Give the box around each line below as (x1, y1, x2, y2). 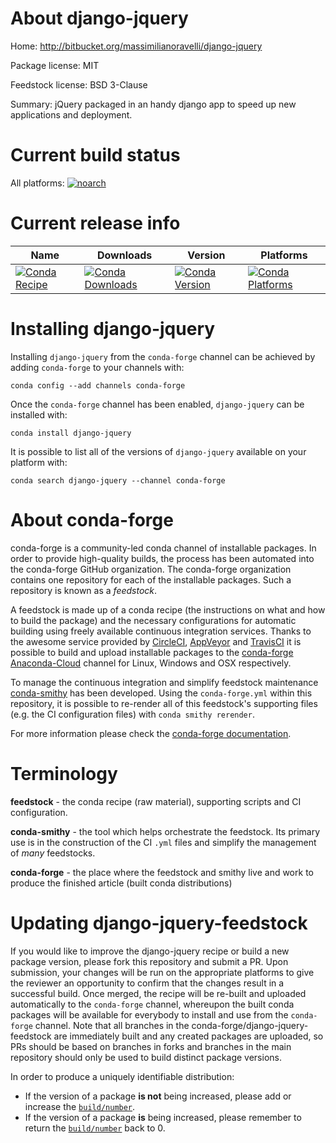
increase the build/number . (24, 1100, 136, 1112)
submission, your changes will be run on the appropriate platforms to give (10, 966, 315, 978)
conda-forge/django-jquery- (191, 1019, 309, 1031)
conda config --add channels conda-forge (10, 380, 186, 391)
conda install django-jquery (10, 428, 132, 438)
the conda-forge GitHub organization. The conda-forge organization (10, 563, 292, 575)
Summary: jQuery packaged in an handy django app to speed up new (10, 98, 297, 110)
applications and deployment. (10, 108, 133, 121)
